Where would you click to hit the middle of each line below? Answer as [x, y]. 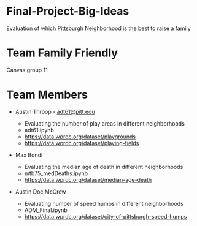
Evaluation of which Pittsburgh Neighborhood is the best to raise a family [99, 28]
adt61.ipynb [39, 130]
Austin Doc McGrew [41, 192]
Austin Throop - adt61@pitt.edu [55, 111]
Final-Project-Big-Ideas [68, 11]
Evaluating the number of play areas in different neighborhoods [105, 123]
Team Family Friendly [62, 53]
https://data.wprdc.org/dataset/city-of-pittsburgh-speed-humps [106, 216]
